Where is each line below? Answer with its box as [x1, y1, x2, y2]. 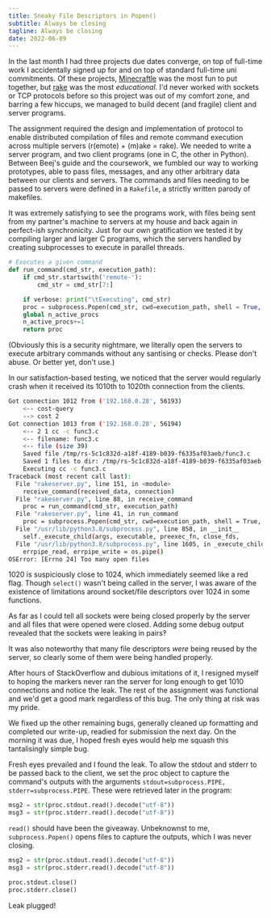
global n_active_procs [23, 311, 99, 319]
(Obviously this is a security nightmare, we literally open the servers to [8, 341, 243, 350]
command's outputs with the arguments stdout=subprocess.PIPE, [8, 777, 226, 787]
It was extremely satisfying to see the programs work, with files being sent [8, 208, 256, 218]
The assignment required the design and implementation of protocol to [8, 124, 244, 133]
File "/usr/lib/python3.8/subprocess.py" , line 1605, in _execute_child [15, 539, 265, 548]
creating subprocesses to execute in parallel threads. [8, 243, 186, 252]
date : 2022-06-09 [8, 34, 67, 43]
